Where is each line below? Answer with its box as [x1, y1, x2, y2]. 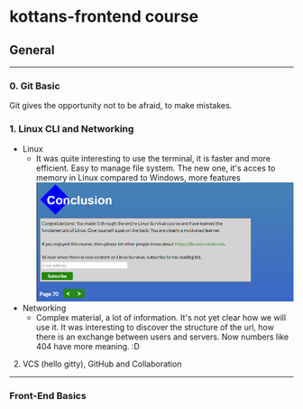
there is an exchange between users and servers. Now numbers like [35, 331, 289, 342]
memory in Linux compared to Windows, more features [35, 172, 241, 182]
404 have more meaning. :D [35, 341, 140, 352]
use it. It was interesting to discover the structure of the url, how [35, 322, 275, 333]
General [9, 42, 56, 58]
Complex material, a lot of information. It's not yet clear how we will [35, 312, 287, 323]
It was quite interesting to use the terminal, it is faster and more [35, 153, 271, 163]
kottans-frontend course [9, 6, 199, 27]
